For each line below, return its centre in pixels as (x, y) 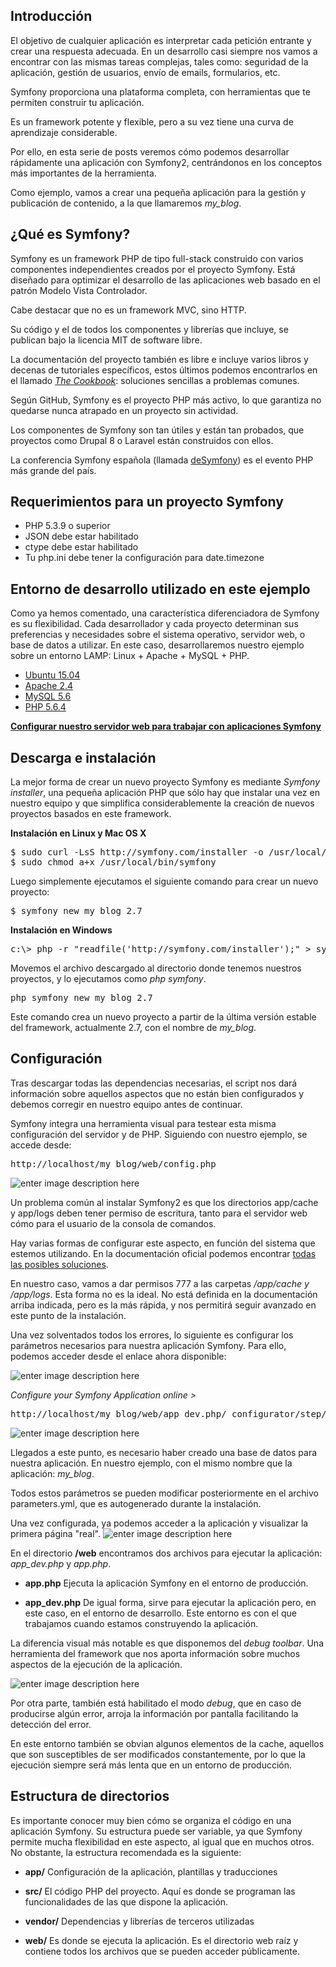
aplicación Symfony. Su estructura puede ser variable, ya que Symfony (156, 1831)
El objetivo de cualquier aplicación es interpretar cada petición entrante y (161, 40)
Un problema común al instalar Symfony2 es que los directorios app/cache (164, 1202)
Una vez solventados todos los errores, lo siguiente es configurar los (152, 1335)
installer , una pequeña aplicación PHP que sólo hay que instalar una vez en (165, 793)
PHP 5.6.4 (45, 707)
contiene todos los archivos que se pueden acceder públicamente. (162, 1951)
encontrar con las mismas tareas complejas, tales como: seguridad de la (159, 61)
